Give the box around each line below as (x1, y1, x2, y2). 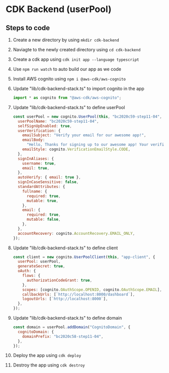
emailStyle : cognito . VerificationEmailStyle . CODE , (22, 147, 131, 152)
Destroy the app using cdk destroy (13, 362, 85, 368)
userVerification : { (18, 128, 61, 133)
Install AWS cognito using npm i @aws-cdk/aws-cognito (13, 76, 126, 81)
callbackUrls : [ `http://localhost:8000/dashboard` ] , (22, 292, 135, 297)
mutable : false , (26, 217, 61, 222)
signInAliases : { (18, 156, 54, 161)
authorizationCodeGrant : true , (26, 277, 93, 283)
